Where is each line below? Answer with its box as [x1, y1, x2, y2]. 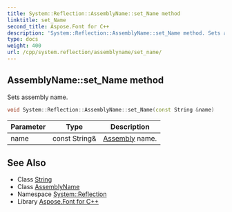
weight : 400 [7, 42, 41, 49]
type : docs [7, 36, 39, 43]
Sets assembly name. [7, 93, 68, 101]
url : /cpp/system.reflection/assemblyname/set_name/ [7, 49, 162, 56]
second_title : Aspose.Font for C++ [7, 23, 110, 30]
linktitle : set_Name [7, 17, 67, 24]
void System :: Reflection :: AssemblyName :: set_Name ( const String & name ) [7, 106, 215, 113]
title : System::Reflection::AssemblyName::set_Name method [7, 10, 181, 17]
